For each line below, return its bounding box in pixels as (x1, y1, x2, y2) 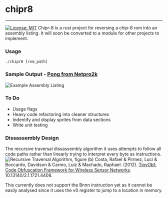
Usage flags (12, 106, 37, 112)
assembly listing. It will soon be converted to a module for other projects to (5, 30, 159, 36)
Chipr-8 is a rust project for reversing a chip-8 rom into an (37, 24, 157, 30)
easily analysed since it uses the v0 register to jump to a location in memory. (5, 187, 163, 193)
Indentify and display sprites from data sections (12, 116, 111, 122)
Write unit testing (12, 121, 48, 128)
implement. (5, 35, 28, 41)
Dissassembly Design (5, 134, 59, 141)
